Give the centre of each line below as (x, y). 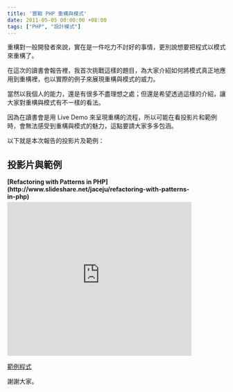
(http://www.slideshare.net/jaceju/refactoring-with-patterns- (98, 189)
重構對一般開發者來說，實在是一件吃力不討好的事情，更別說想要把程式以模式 (116, 47)
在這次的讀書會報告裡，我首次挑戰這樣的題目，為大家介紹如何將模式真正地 (113, 71)
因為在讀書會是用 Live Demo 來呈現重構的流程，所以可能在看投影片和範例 (112, 117)
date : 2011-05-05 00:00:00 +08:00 (57, 20)
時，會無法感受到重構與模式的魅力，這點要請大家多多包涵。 (92, 126)
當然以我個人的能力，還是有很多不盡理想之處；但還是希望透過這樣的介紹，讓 (116, 94)
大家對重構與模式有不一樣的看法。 (56, 103)
